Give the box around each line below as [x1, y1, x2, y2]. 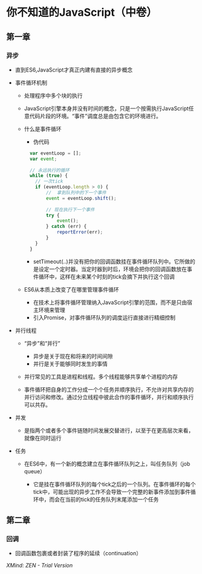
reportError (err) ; [56, 229, 103, 235]
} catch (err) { [45, 224, 87, 230]
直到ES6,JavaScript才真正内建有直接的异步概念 [15, 66, 133, 73]
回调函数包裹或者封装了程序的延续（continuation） [15, 550, 142, 557]
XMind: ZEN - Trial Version [6, 562, 73, 569]
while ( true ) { [29, 173, 68, 179]
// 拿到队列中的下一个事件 [45, 190, 107, 196]
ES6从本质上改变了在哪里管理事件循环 [24, 285, 119, 293]
